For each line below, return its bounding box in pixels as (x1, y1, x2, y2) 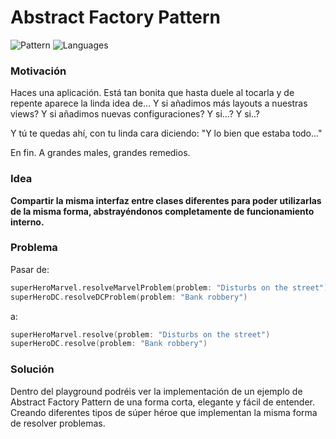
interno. (10, 216, 45, 228)
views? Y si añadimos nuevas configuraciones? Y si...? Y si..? (10, 108, 260, 120)
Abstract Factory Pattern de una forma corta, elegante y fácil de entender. (10, 396, 316, 408)
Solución (10, 362, 55, 376)
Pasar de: (10, 263, 50, 275)
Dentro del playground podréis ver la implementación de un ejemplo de (10, 385, 303, 397)
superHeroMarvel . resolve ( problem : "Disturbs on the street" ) (10, 329, 271, 340)
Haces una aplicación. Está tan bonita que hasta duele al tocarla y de (10, 87, 295, 99)
